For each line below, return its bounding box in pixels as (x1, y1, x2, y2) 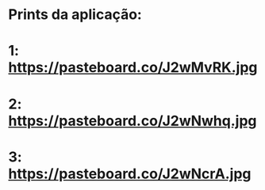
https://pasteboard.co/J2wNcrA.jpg (8, 165, 252, 183)
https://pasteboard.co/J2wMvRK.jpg (8, 59, 258, 77)
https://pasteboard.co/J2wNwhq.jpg (8, 112, 257, 130)
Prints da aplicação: (8, 6, 143, 24)
